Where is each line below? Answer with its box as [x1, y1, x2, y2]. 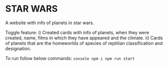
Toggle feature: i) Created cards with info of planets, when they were [5, 29, 150, 35]
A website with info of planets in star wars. [5, 20, 94, 26]
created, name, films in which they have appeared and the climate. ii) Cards [5, 35, 163, 41]
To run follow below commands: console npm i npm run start [5, 55, 135, 61]
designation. [5, 45, 31, 51]
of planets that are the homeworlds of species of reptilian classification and [5, 40, 163, 46]
